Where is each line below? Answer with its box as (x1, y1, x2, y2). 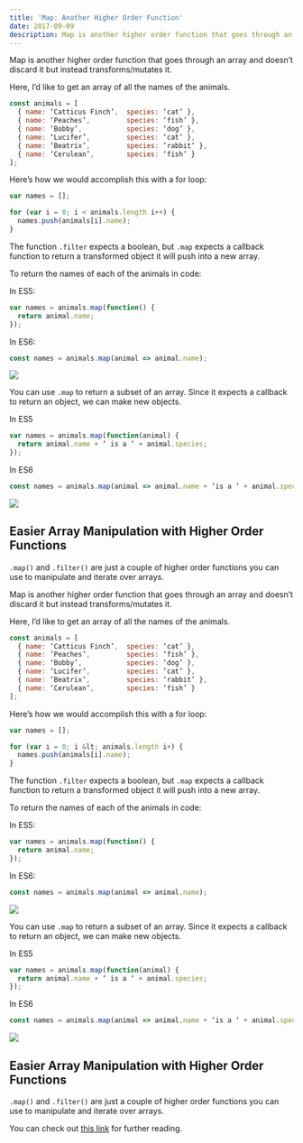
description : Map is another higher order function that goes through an (9, 30, 293, 39)
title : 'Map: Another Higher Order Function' (9, 13, 183, 23)
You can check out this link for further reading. (9, 1123, 183, 1133)
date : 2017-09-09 (9, 22, 75, 31)
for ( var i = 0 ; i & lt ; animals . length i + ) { (9, 742, 184, 751)
